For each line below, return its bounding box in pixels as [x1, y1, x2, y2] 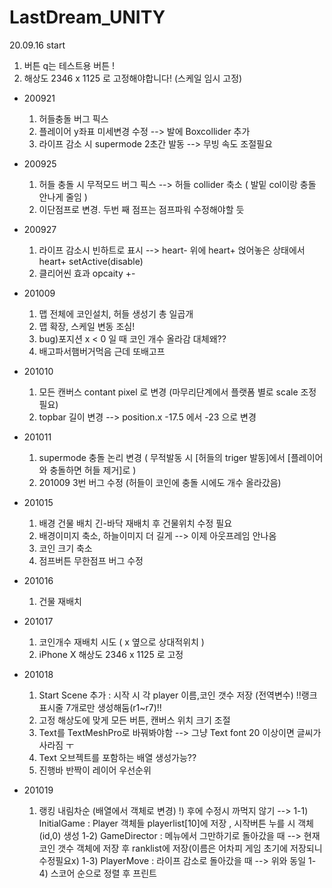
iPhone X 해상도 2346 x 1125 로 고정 [38, 648, 184, 660]
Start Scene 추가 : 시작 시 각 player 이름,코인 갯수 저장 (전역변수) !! [38, 689, 302, 701]
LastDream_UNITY [9, 6, 166, 29]
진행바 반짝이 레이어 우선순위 [38, 764, 152, 776]
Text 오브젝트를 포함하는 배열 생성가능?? [38, 751, 197, 763]
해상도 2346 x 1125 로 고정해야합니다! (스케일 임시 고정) [23, 72, 243, 84]
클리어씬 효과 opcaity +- [38, 267, 136, 279]
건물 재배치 [38, 595, 82, 607]
